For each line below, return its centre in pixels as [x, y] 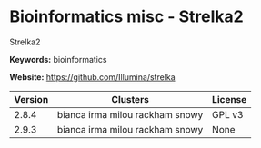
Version [31, 99]
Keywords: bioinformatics [58, 59]
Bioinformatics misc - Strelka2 [126, 17]
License [230, 99]
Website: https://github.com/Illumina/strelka [92, 77]
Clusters [130, 99]
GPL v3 [228, 114]
